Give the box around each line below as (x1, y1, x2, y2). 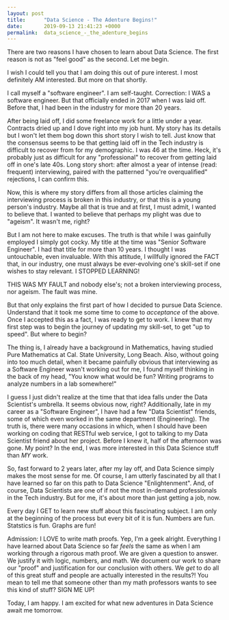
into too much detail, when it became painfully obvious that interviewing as (7, 358, 218, 367)
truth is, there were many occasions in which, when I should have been (7, 422, 207, 430)
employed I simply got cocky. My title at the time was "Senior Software (7, 238, 206, 247)
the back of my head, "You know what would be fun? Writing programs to (7, 373, 214, 381)
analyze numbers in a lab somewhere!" (7, 380, 117, 388)
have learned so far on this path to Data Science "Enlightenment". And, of (7, 479, 214, 487)
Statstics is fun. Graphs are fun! (7, 521, 96, 530)
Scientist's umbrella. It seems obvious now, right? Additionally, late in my (7, 400, 212, 408)
